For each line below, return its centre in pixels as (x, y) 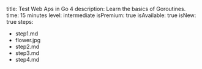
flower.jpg (28, 40)
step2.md (27, 46)
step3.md (27, 53)
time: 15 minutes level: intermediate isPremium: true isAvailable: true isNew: (101, 15)
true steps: (20, 22)
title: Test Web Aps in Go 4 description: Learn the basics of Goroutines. (96, 9)
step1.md (27, 34)
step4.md (27, 60)
